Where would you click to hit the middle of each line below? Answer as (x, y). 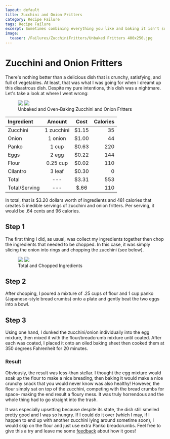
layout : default (22, 10)
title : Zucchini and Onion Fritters (44, 15)
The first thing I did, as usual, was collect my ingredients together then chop (85, 239)
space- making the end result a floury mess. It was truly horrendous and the (85, 394)
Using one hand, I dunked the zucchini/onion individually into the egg (77, 332)
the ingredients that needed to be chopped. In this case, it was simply (78, 244)
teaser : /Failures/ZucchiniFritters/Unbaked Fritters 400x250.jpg (81, 38)
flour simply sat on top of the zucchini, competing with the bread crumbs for (85, 389)
